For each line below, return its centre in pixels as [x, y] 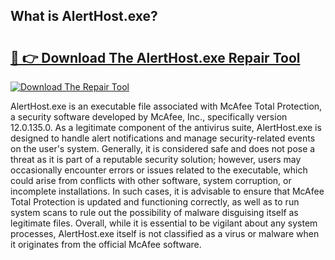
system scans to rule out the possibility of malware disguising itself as [154, 212]
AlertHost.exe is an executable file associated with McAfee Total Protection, [166, 106]
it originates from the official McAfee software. [106, 244]
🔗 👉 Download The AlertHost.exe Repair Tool [155, 57]
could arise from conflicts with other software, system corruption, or [151, 180]
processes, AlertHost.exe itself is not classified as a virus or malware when [165, 233]
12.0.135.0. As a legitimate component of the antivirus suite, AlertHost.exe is [166, 127]
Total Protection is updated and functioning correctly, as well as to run [155, 202]
